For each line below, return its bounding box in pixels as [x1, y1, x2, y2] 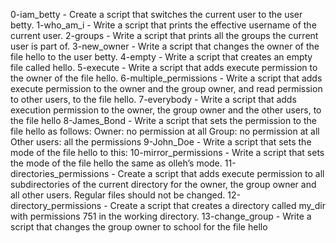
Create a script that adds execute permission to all [117, 168, 325, 179]
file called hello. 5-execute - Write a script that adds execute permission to [10, 62, 318, 73]
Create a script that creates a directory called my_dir [109, 200, 326, 211]
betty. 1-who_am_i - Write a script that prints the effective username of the [10, 19, 317, 31]
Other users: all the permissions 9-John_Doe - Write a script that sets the [10, 136, 312, 148]
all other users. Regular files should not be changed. [10, 189, 226, 201]
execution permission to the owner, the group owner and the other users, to [10, 104, 322, 116]
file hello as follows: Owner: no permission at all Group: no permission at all [10, 125, 320, 137]
